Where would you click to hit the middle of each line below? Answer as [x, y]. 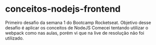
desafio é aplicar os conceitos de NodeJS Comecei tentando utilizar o [77, 27]
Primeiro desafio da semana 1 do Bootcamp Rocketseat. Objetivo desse [78, 22]
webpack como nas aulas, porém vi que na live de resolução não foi [75, 33]
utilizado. [14, 38]
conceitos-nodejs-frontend [63, 9]
